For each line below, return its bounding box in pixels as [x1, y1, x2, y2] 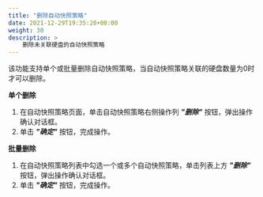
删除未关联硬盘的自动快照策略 [22, 41, 105, 49]
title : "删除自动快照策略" [8, 11, 88, 20]
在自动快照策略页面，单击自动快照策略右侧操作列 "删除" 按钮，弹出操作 [19, 108, 254, 117]
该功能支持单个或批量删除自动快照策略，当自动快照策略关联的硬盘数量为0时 [8, 64, 255, 74]
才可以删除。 [8, 74, 50, 83]
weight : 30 [8, 26, 44, 34]
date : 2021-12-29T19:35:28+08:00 [8, 19, 118, 27]
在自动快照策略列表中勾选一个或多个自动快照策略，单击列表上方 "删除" [19, 161, 251, 170]
